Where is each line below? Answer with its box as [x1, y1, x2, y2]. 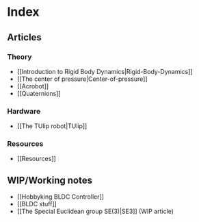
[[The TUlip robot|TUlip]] [16, 122, 88, 130]
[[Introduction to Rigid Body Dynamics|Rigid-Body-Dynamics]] [16, 67, 193, 75]
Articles [7, 32, 42, 43]
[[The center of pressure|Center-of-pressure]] [16, 75, 148, 83]
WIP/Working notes [7, 174, 93, 186]
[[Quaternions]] [16, 89, 61, 97]
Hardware [7, 106, 41, 116]
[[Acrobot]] [16, 82, 49, 90]
